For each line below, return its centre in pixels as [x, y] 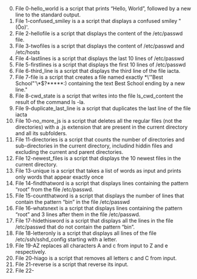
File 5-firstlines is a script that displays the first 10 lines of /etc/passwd [101, 65]
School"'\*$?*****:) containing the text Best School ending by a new [100, 83]
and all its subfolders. [41, 133]
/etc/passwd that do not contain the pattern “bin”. [75, 227]
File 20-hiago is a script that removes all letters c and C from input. [96, 258]
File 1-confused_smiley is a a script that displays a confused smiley [96, 21]
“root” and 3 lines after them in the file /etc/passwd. [78, 214]
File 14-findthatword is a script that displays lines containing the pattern [102, 183]
